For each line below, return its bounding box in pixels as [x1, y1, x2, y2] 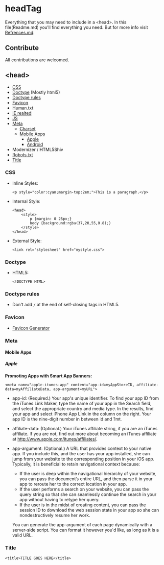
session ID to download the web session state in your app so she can [19, 507, 159, 513]
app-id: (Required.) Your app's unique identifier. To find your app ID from [12, 395, 159, 401]
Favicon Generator [12, 325, 50, 331]
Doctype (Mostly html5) [12, 89, 60, 95]
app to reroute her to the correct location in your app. [19, 481, 127, 487]
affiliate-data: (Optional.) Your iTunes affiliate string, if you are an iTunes [12, 426, 158, 432]
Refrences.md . [5, 29, 35, 35]
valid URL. [12, 532, 33, 538]
